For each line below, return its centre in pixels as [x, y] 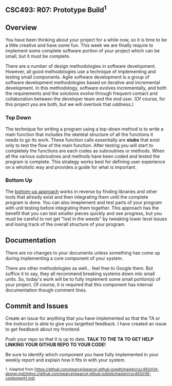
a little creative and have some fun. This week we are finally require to [79, 45]
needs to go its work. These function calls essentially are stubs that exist [83, 140]
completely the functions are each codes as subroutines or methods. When [85, 150]
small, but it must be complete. [38, 56]
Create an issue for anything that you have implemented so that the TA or [83, 318]
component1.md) [20, 379]
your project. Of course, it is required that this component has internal [79, 284]
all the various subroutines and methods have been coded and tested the [83, 156]
